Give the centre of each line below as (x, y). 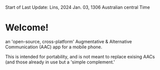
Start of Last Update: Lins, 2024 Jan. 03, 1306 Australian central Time (77, 7)
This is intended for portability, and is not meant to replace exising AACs (80, 56)
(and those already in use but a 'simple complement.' (60, 62)
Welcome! (27, 28)
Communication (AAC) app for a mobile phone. (54, 47)
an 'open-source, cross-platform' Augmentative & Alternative (69, 41)
